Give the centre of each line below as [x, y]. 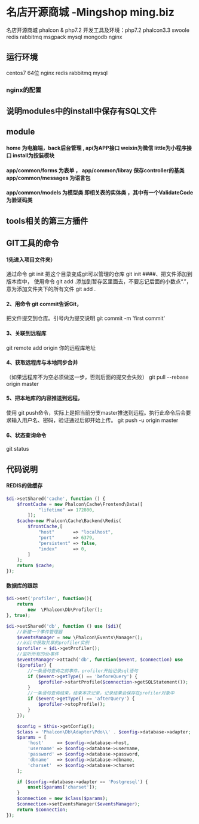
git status [18, 449]
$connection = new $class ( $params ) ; [63, 799]
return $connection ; [42, 810]
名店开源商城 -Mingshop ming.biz [90, 12]
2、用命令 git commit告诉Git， [44, 304]
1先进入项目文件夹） [31, 259]
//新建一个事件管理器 [40, 632]
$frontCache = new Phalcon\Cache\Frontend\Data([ [80, 504]
